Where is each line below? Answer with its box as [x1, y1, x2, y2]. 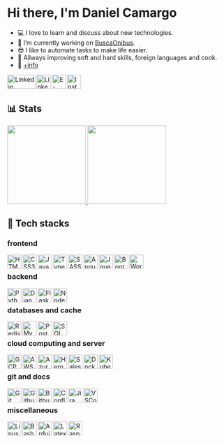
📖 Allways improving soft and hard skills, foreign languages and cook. [17, 53, 218, 61]
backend [7, 272, 38, 282]
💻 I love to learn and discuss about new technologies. [17, 28, 174, 36]
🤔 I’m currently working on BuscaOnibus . [17, 38, 135, 47]
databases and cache [7, 305, 82, 315]
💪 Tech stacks [7, 218, 70, 230]
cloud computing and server [7, 338, 105, 348]
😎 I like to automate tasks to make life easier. [17, 45, 148, 54]
